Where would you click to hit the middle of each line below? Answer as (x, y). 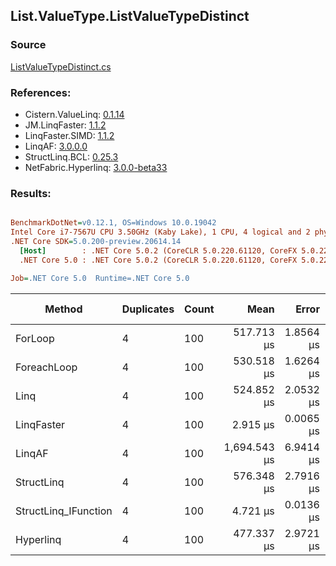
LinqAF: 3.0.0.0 (56, 146)
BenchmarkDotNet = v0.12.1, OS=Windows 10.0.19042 (113, 223)
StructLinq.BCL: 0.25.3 (71, 156)
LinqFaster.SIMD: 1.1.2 (69, 135)
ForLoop (35, 338)
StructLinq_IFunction (64, 511)
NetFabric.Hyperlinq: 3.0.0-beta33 (96, 167)
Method (63, 309)
